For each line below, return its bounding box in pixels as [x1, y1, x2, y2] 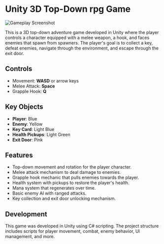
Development [5, 210, 48, 218]
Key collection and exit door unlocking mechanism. [12, 196, 116, 202]
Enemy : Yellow [12, 121, 43, 127]
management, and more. [5, 234, 55, 240]
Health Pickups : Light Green [12, 131, 70, 137]
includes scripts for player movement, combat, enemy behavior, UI [5, 228, 140, 234]
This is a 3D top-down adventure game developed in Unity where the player [5, 29, 159, 35]
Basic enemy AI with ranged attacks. [12, 190, 87, 196]
